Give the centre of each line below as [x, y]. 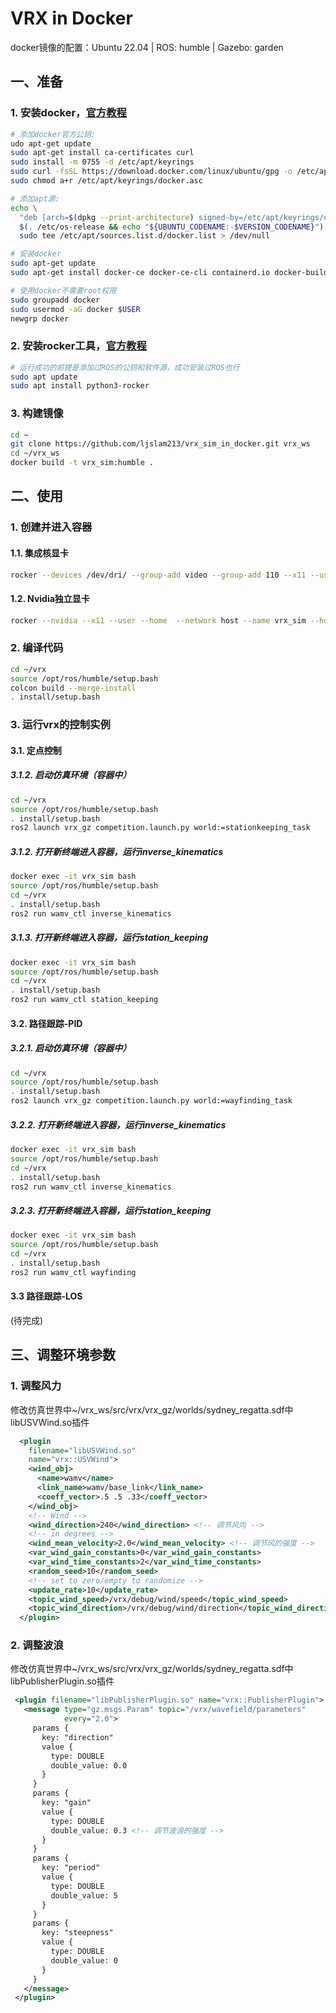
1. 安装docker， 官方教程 [68, 113]
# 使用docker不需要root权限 [63, 290]
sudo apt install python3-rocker [80, 386]
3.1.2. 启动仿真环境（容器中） [71, 775]
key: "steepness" [77, 1933]
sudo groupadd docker [55, 300]
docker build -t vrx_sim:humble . [82, 463]
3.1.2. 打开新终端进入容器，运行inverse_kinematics [117, 851]
